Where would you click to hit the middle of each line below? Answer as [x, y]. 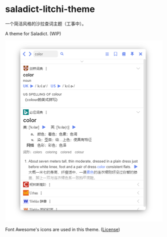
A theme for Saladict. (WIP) [33, 33]
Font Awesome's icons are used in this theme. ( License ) [63, 229]
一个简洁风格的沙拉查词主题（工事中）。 [46, 23]
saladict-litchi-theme [50, 9]
